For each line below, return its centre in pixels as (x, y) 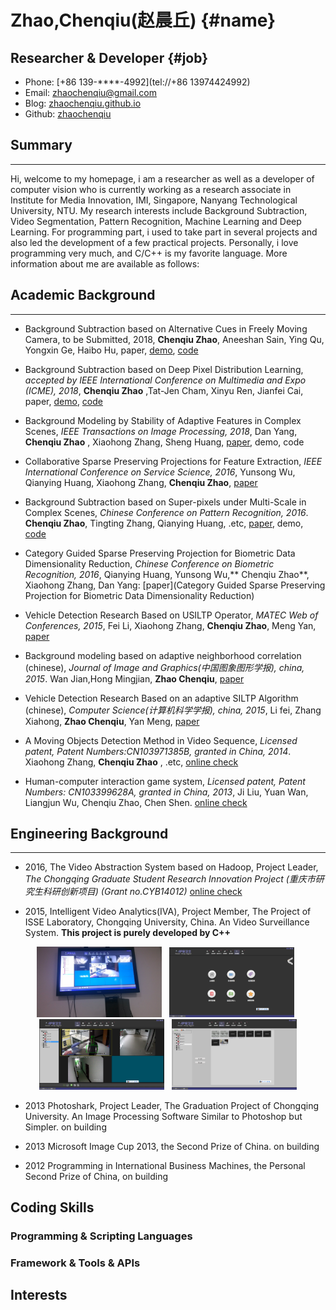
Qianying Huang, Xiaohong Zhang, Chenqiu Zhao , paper (141, 482)
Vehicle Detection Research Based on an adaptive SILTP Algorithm (161, 698)
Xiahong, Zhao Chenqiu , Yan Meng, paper (112, 721)
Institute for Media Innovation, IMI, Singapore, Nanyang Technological (154, 200)
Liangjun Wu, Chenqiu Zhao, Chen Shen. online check (136, 802)
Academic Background (83, 295)
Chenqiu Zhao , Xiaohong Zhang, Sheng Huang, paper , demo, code (164, 442)
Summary (41, 145)
